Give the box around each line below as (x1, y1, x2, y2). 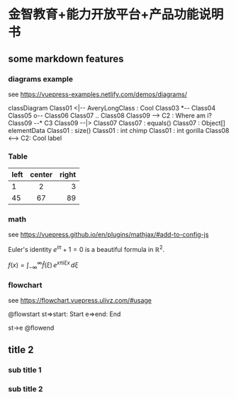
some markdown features (8, 52, 124, 64)
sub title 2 (8, 384, 43, 394)
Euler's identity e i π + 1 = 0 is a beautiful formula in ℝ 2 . (8, 244, 165, 254)
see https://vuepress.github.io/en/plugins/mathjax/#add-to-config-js (8, 231, 209, 239)
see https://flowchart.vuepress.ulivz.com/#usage (8, 296, 152, 304)
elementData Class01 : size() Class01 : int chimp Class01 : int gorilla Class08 (8, 126, 230, 134)
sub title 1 (8, 365, 42, 375)
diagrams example (8, 74, 74, 83)
